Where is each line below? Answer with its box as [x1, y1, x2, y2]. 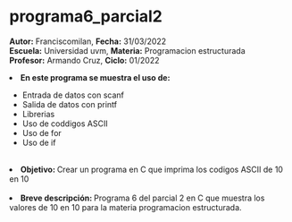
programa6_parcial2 [9, 6, 163, 27]
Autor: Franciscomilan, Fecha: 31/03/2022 [9, 36, 167, 47]
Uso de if [21, 137, 56, 148]
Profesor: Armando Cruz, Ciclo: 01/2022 [9, 55, 160, 65]
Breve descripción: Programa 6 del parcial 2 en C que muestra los [21, 192, 265, 203]
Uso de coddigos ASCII [21, 118, 109, 129]
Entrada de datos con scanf [21, 90, 125, 100]
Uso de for [21, 127, 63, 138]
